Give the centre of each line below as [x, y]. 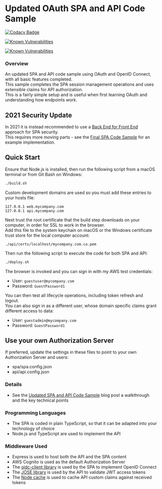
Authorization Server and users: [37, 358]
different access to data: [30, 310]
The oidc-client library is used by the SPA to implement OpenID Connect [84, 467]
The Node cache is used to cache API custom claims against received [82, 477]
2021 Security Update [39, 115]
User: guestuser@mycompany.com [43, 281]
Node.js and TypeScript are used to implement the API [66, 434]
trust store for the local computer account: [47, 235]
